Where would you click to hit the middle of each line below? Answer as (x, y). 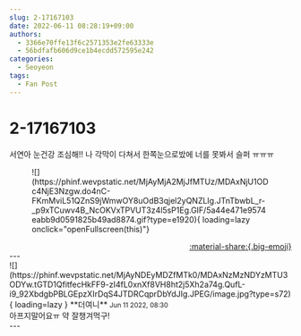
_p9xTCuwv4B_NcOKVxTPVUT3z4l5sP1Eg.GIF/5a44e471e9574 (149, 210)
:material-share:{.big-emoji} (241, 246)
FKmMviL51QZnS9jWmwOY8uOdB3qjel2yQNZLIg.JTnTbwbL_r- (149, 200)
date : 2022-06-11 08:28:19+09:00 (72, 26)
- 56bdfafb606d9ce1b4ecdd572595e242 (86, 51)
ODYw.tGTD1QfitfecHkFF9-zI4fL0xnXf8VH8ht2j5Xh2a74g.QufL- (128, 284)
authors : (26, 34)
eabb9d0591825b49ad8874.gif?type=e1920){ (116, 219)
